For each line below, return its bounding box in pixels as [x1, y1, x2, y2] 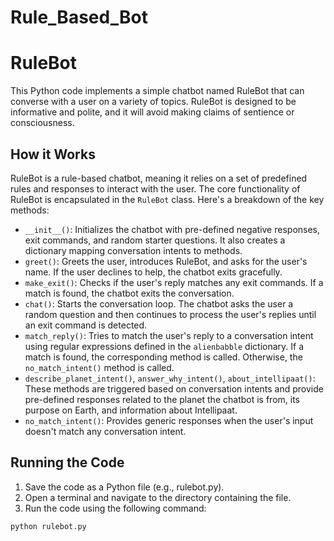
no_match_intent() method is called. [24, 361, 175, 373]
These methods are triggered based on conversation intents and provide [24, 382, 324, 395]
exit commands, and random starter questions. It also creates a [24, 234, 286, 246]
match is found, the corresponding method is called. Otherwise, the [24, 351, 303, 363]
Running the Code [10, 454, 125, 471]
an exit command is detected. [24, 319, 148, 331]
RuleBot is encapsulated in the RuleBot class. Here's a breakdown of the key [10, 193, 325, 205]
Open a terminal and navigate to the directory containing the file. [24, 491, 292, 503]
